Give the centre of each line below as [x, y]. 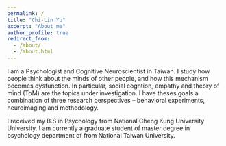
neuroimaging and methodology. [53, 108]
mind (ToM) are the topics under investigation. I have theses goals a [103, 93]
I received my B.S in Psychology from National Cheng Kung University [106, 121]
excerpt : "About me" [37, 26]
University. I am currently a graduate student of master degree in [99, 128]
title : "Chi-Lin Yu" [37, 20]
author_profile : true [38, 33]
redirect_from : [29, 39]
